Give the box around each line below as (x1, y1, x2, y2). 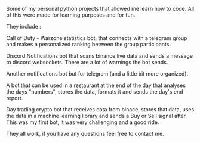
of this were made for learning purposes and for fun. (6, 11, 136, 18)
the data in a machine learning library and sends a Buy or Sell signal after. (6, 113, 187, 119)
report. (6, 95, 23, 101)
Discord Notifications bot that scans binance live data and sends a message (6, 52, 193, 59)
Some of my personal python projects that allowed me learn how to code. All (6, 5, 195, 12)
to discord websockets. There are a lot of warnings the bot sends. (6, 59, 168, 66)
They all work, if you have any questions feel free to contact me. (6, 130, 164, 137)
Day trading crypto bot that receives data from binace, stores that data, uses (6, 106, 195, 113)
